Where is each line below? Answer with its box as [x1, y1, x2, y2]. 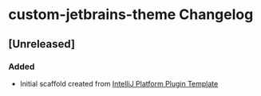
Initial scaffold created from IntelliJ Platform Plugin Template [19, 79, 219, 88]
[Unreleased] [8, 37, 76, 51]
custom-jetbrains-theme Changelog [8, 6, 254, 24]
